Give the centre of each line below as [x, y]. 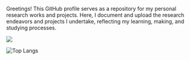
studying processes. [31, 28]
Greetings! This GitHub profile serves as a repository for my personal [91, 9]
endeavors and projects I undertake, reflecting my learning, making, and [95, 21]
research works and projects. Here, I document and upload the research [95, 15]
